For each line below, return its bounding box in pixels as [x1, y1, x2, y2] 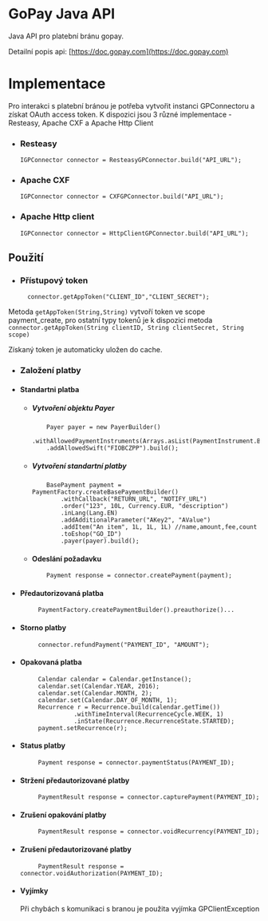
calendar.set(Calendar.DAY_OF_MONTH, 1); [37, 696, 178, 704]
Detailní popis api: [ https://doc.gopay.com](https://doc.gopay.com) [8, 46, 229, 56]
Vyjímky [19, 886, 49, 895]
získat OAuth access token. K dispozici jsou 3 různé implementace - [8, 109, 232, 119]
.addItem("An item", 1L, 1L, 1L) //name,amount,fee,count [60, 522, 258, 531]
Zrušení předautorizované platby [19, 844, 132, 854]
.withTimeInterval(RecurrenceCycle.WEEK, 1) [73, 710, 224, 718]
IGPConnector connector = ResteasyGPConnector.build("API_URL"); [19, 157, 242, 165]
